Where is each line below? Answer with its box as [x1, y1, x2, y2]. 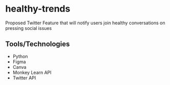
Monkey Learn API [12, 69, 52, 75]
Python [12, 53, 28, 59]
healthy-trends [5, 3, 70, 15]
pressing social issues [5, 25, 52, 31]
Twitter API [12, 74, 36, 81]
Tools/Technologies [5, 40, 70, 49]
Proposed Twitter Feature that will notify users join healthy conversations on [5, 20, 165, 26]
